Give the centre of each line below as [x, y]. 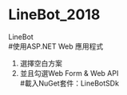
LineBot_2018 [54, 15]
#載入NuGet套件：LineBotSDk [69, 83]
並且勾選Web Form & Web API [69, 73]
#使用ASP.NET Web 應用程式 [56, 46]
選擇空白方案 [41, 63]
